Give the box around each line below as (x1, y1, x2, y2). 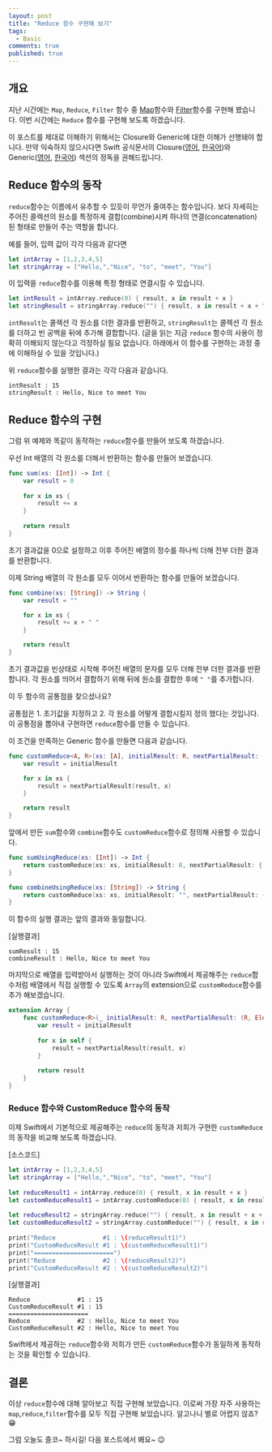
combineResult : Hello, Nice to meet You (8, 955, 151, 963)
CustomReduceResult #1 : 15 (8, 1303, 104, 1311)
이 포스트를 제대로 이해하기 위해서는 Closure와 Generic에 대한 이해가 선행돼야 (8, 131, 255, 142)
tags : (8, 27, 27, 35)
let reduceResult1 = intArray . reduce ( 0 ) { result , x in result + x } (8, 1188, 249, 1196)
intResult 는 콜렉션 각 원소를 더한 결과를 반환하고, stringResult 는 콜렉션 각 (8, 318, 249, 328)
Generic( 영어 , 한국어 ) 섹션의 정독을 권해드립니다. (8, 152, 164, 162)
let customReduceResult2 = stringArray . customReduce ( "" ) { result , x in (8, 1218, 259, 1227)
